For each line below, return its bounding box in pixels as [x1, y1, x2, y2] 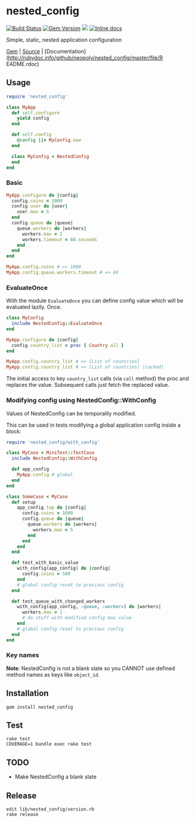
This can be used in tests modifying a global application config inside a [6, 421, 181, 429]
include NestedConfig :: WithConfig [11, 455, 97, 461]
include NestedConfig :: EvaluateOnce [11, 321, 103, 327]
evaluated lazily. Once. [6, 303, 62, 311]
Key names [6, 651, 39, 659]
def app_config [11, 466, 49, 472]
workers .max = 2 [21, 231, 63, 237]
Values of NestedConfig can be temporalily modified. [6, 410, 137, 417]
